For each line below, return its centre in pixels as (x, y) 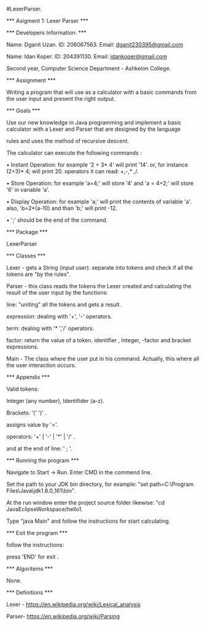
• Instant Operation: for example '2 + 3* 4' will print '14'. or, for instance (97, 165)
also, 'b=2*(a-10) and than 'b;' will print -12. (62, 208)
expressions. (22, 347)
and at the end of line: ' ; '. (39, 448)
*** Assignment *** (31, 80)
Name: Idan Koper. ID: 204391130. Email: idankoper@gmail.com (87, 57)
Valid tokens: (23, 389)
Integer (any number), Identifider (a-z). (55, 401)
